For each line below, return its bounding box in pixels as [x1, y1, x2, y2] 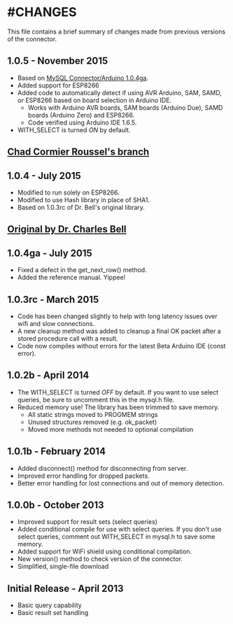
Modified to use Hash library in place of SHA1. [17, 195, 150, 204]
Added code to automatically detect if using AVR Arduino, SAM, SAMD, [17, 88, 223, 97]
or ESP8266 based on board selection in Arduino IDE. [17, 96, 172, 104]
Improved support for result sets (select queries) [17, 518, 157, 526]
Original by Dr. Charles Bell [7, 223, 127, 235]
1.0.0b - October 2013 [7, 499, 104, 511]
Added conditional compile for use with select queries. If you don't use [17, 525, 222, 534]
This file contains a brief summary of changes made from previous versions [7, 27, 226, 36]
